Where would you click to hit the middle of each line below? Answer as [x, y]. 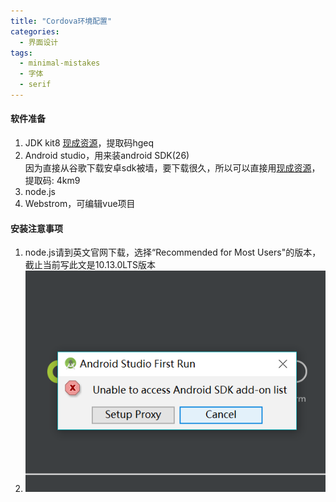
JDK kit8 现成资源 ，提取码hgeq [89, 143]
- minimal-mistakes [60, 63]
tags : [21, 53]
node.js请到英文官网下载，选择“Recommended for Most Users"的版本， [173, 252]
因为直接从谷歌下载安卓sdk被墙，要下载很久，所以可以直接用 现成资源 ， [172, 168]
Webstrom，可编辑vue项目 [80, 204]
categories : [35, 31]
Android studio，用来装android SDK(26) [107, 156]
